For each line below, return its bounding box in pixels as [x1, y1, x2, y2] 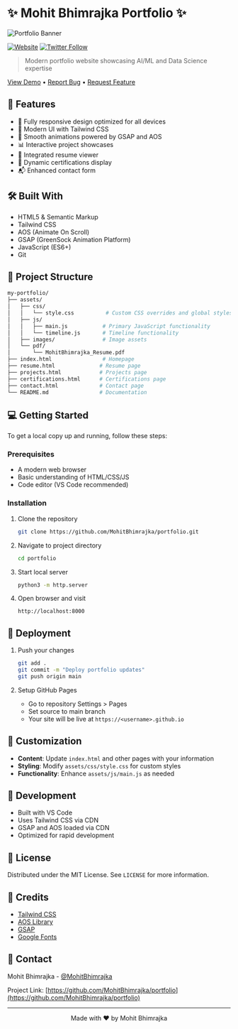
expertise [24, 64, 53, 72]
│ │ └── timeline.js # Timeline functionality [7, 329, 179, 337]
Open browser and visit [17, 594, 86, 603]
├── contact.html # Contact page [7, 382, 144, 389]
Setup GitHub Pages [17, 685, 77, 694]
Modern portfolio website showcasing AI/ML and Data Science [24, 56, 208, 65]
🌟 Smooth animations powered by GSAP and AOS [17, 132, 162, 141]
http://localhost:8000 [17, 608, 85, 615]
